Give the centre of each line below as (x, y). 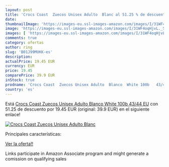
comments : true (21, 38)
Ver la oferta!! (19, 143)
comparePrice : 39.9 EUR (30, 75)
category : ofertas (24, 43)
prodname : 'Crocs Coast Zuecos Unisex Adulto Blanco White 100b (77, 85)
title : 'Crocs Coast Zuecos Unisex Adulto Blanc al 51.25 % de (75, 15)
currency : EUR (20, 66)
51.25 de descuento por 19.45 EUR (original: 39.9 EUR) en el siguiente (77, 109)
